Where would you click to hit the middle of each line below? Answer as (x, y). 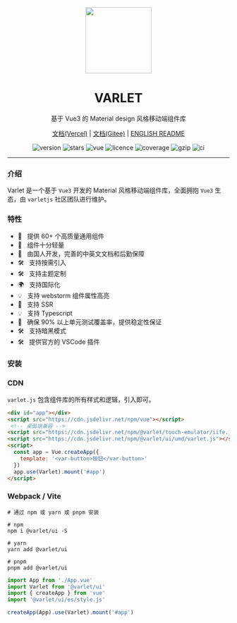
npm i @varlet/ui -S (38, 531)
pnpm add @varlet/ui (38, 568)
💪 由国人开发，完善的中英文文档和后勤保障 (81, 254)
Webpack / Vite (34, 496)
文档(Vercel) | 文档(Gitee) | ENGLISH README (119, 133)
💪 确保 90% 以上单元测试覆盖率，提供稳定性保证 (90, 322)
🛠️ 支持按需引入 (42, 262)
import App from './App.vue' (50, 580)
